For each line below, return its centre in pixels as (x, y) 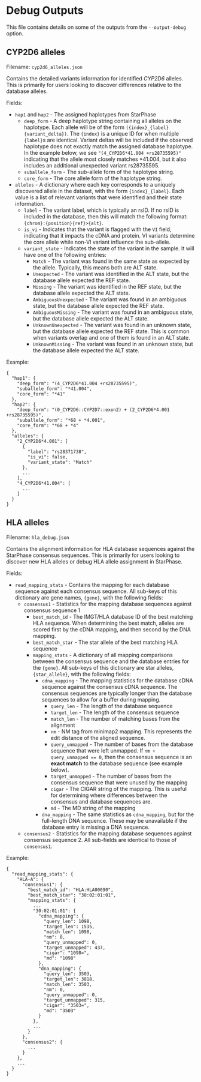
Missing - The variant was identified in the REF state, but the (107, 286)
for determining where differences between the (109, 795)
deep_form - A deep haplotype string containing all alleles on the (102, 121)
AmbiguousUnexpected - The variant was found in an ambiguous (109, 299)
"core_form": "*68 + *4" (48, 425)
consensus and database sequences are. (101, 801)
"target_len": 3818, (69, 979)
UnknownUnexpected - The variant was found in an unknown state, (112, 325)
